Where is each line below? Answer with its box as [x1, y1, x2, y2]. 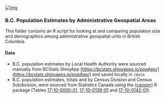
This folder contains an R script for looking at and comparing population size [5, 28, 161, 34]
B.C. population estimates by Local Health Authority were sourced [12, 61, 146, 66]
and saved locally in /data [92, 71, 145, 77]
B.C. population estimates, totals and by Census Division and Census [12, 76, 152, 82]
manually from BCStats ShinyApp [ [12, 66, 82, 72]
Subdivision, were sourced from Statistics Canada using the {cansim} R [12, 82, 157, 88]
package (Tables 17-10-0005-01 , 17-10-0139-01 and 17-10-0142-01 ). [12, 87, 151, 93]
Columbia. [5, 38, 26, 44]
